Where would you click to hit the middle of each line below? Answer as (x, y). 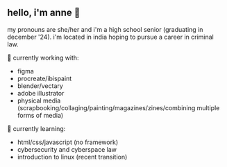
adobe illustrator (41, 93)
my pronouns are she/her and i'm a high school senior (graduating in (105, 29)
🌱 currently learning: (36, 128)
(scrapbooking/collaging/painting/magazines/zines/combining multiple (118, 107)
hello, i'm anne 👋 (44, 13)
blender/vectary (40, 86)
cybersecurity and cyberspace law (67, 149)
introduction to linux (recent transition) (72, 157)
